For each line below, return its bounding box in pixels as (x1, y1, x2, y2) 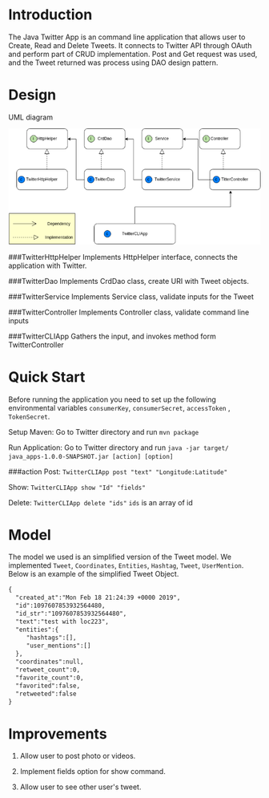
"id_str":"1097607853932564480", (15, 610, 127, 618)
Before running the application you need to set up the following (8, 395, 216, 404)
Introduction (8, 6, 93, 24)
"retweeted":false (15, 690, 78, 699)
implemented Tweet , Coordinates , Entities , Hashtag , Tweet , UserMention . (8, 561, 244, 570)
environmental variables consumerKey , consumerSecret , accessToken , (8, 403, 231, 412)
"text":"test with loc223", (15, 618, 110, 626)
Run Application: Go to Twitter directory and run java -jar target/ (8, 443, 230, 452)
